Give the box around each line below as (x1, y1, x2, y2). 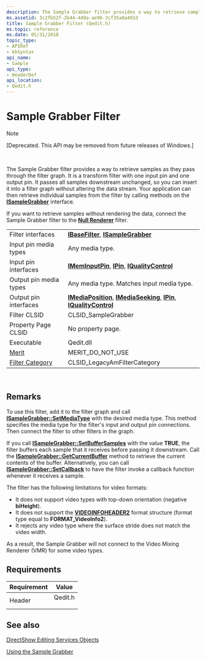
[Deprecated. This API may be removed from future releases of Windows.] (6, 142, 194, 149)
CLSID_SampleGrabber (67, 310, 134, 319)
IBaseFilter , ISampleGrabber (67, 230, 152, 239)
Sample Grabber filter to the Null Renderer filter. (6, 216, 129, 224)
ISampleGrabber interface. (6, 197, 75, 205)
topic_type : (6, 37, 37, 44)
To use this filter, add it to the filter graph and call (6, 408, 131, 415)
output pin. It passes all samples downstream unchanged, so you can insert (6, 178, 197, 186)
